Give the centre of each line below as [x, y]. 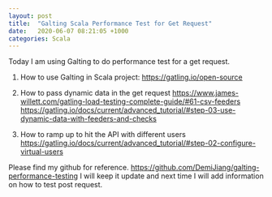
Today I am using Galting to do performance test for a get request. [119, 62]
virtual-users [41, 152]
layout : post [30, 16]
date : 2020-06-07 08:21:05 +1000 [69, 31]
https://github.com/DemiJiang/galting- [195, 168]
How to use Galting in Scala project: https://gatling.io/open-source [131, 77]
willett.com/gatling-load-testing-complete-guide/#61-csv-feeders [130, 101]
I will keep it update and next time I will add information [172, 176]
